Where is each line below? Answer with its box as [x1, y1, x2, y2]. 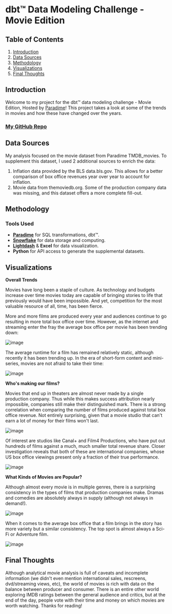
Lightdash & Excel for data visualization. [12, 243, 99, 249]
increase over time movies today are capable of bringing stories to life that [5, 292, 163, 299]
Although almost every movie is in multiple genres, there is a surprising [5, 484, 156, 490]
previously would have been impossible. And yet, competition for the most [5, 297, 163, 304]
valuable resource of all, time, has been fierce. [5, 303, 104, 309]
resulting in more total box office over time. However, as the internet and [5, 319, 159, 325]
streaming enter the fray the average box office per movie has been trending [5, 324, 167, 330]
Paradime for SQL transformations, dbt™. [12, 232, 100, 238]
